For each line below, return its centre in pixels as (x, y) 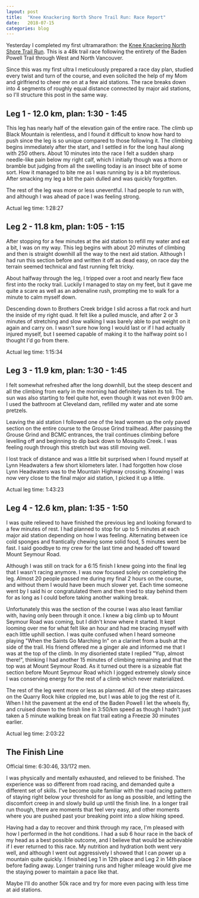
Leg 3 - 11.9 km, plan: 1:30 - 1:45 (67, 371)
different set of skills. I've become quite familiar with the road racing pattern (99, 791)
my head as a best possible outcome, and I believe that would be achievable (99, 840)
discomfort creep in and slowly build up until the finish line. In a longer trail (97, 803)
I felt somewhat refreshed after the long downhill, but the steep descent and (99, 385)
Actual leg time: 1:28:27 (35, 208)
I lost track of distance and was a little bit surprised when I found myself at (97, 459)
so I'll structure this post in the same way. (57, 95)
